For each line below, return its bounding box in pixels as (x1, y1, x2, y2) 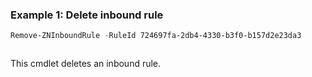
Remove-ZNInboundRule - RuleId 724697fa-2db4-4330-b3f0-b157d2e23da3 (10, 31, 302, 41)
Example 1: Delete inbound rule (10, 8, 164, 22)
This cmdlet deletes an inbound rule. (10, 58, 162, 70)
